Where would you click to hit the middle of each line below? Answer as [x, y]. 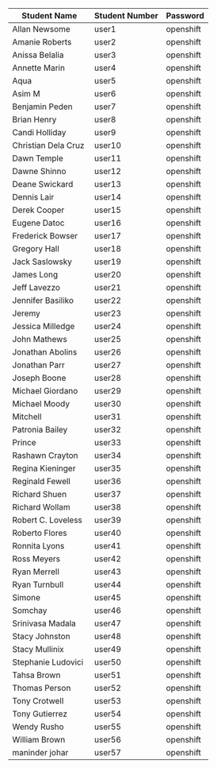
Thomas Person [42, 688]
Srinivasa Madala [44, 623]
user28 [107, 378]
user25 [107, 339]
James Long [35, 275]
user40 [107, 533]
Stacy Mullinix [38, 649]
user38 [107, 507]
